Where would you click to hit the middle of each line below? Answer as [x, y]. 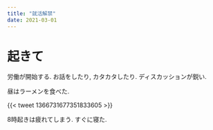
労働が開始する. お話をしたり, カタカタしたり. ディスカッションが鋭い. [107, 77]
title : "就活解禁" [32, 13]
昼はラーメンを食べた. [38, 91]
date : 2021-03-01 [32, 20]
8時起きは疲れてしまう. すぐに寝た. [57, 120]
